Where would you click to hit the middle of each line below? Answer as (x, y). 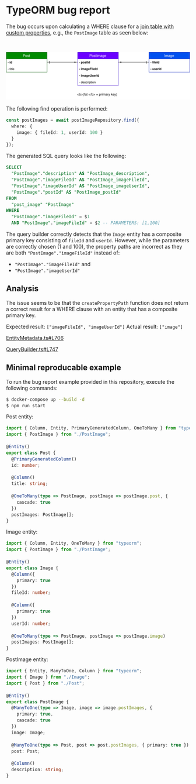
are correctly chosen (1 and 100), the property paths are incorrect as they (94, 247)
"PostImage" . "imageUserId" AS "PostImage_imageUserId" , (80, 186)
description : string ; (38, 770)
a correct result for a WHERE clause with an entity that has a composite (92, 309)
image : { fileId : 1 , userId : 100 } (60, 132)
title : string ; (30, 484)
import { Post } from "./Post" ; (45, 683)
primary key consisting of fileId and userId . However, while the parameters (98, 240)
